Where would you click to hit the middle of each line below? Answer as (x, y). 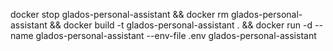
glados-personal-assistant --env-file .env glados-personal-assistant (176, 35)
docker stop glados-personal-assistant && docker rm (119, 14)
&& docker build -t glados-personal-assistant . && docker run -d (181, 25)
